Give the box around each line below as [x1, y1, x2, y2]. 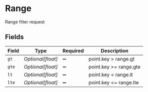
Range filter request [5, 19, 45, 25]
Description [100, 47, 129, 54]
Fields [5, 33, 24, 41]
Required [62, 47, 84, 54]
